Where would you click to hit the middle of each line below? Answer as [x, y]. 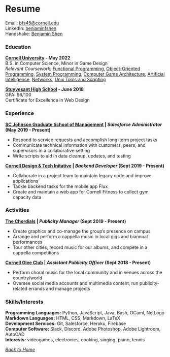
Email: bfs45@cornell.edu [32, 23]
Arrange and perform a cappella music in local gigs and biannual [80, 236]
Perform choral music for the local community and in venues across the [87, 272]
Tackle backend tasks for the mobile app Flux [60, 186]
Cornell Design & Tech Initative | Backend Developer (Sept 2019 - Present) [85, 166]
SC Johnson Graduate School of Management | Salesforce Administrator [84, 124]
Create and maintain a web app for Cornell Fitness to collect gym [80, 191]
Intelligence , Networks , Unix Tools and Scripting [56, 80]
